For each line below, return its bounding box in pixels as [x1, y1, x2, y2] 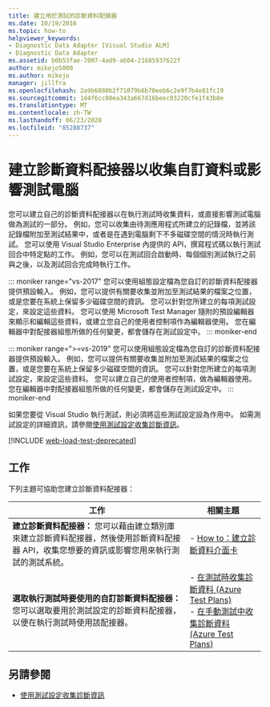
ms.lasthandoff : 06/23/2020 [8, 116, 103, 125]
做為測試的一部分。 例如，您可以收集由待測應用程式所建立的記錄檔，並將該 [8, 219, 256, 229]
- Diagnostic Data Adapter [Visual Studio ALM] [8, 42, 171, 50]
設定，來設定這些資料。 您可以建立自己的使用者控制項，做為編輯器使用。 [14, 374, 256, 383]
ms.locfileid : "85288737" [8, 124, 95, 132]
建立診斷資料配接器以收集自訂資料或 [8, 161, 248, 179]
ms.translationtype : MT [8, 101, 88, 109]
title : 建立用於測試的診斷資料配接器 [8, 11, 118, 20]
